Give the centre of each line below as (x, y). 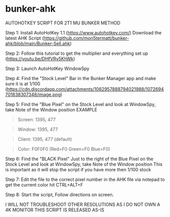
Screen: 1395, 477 (37, 119)
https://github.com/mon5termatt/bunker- (87, 38)
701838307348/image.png (33, 94)
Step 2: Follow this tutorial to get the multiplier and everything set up (77, 53)
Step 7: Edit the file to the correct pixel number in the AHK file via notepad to (85, 179)
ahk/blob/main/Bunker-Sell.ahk (38, 43)
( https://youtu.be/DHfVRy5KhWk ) (40, 58)
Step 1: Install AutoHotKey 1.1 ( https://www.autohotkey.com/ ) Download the (83, 32)
